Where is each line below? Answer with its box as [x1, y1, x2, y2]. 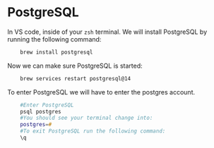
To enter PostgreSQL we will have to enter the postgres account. [7, 87, 196, 96]
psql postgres [20, 108, 61, 115]
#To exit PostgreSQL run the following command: [20, 128, 166, 135]
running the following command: [7, 35, 102, 43]
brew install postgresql [20, 49, 93, 56]
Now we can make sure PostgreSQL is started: [7, 61, 143, 70]
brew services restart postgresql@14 [20, 75, 131, 82]
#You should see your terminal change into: [20, 114, 153, 122]
